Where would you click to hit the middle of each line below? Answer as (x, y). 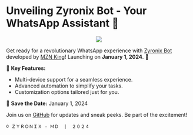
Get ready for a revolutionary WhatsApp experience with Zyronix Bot (89, 50)
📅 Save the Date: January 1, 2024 (47, 103)
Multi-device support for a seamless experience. (74, 79)
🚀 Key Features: (26, 68)
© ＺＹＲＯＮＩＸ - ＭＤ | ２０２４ (48, 126)
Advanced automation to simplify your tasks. (69, 86)
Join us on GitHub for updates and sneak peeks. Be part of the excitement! (97, 114)
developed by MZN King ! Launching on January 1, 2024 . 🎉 (77, 56)
